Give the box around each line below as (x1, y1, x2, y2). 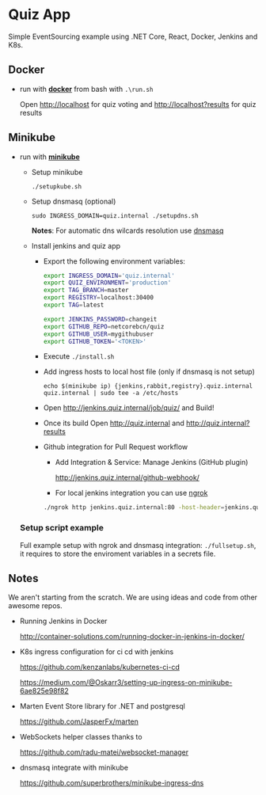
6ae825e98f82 (19, 687, 69, 696)
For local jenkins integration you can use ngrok (55, 489, 208, 498)
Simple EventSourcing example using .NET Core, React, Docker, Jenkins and (8, 32, 258, 41)
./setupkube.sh (31, 182, 82, 191)
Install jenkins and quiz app (31, 241, 121, 250)
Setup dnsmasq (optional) (31, 196, 116, 206)
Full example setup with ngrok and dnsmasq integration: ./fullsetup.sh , (19, 540, 256, 550)
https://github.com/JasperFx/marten (19, 717, 139, 726)
